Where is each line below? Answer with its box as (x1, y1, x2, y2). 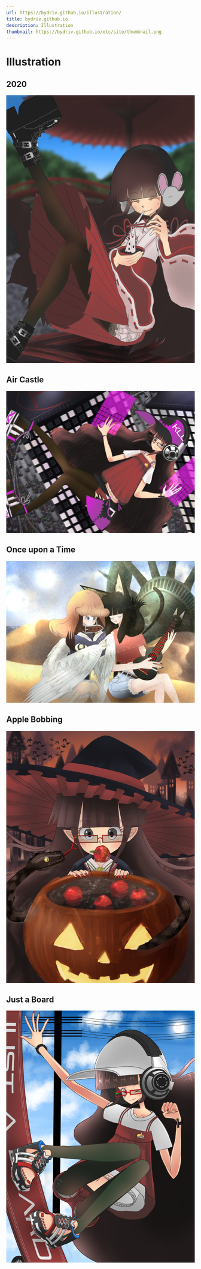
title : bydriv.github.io (6, 16, 68, 22)
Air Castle (6, 375, 44, 385)
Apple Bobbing (6, 715, 63, 725)
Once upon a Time (6, 545, 76, 555)
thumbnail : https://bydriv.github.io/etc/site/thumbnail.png (6, 29, 162, 35)
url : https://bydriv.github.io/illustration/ (6, 10, 121, 16)
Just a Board (6, 994, 54, 1004)
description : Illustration (6, 22, 74, 28)
